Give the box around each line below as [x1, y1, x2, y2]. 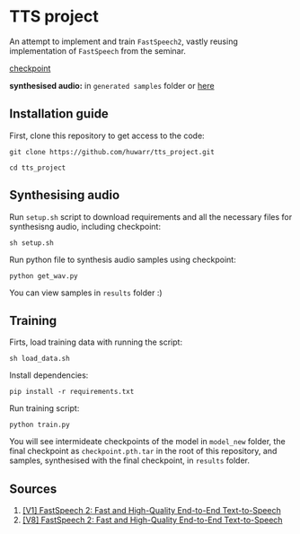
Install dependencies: [9, 370, 89, 381]
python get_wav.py [9, 271, 78, 280]
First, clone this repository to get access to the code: [9, 130, 205, 141]
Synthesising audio [9, 188, 120, 203]
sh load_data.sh [9, 355, 70, 363]
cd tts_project [9, 163, 66, 172]
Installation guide [9, 106, 110, 122]
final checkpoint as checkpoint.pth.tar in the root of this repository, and [9, 446, 278, 457]
